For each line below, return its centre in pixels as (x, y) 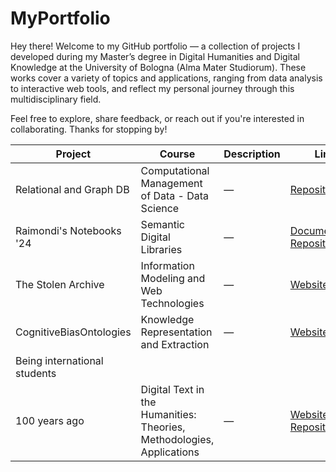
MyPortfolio (60, 18)
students (36, 373)
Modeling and (173, 278)
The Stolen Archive (60, 284)
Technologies (172, 303)
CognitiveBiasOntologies (73, 332)
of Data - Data (175, 195)
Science (160, 208)
